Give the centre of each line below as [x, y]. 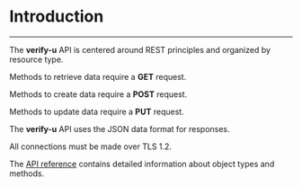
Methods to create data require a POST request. [98, 94]
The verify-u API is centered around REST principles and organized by [140, 49]
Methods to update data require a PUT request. [97, 111]
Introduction [57, 17]
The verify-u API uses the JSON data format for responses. [120, 128]
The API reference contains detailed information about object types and [142, 164]
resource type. [36, 59]
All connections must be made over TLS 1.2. [91, 146]
